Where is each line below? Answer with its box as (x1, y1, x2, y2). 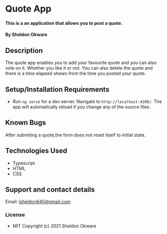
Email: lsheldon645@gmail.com (5, 199, 71, 205)
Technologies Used (5, 147, 67, 155)
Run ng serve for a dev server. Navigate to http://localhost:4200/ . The (12, 99, 162, 104)
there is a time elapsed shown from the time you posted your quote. (5, 70, 146, 76)
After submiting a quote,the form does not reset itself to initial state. (5, 132, 146, 138)
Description (5, 46, 43, 55)
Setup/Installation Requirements (5, 85, 109, 93)
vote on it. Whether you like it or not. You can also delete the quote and (5, 65, 153, 71)
